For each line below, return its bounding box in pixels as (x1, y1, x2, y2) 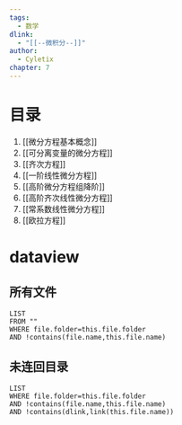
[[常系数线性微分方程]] (22, 203, 106, 214)
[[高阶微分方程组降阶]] (22, 181, 106, 191)
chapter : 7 (9, 64, 50, 73)
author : (9, 47, 39, 56)
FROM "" (9, 316, 39, 326)
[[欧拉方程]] (22, 215, 66, 226)
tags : (9, 13, 30, 22)
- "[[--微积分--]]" (17, 38, 86, 48)
